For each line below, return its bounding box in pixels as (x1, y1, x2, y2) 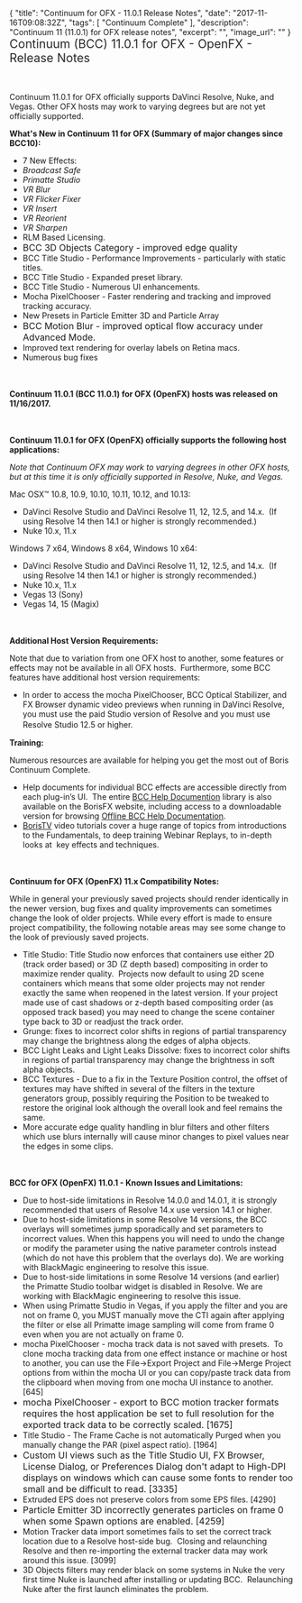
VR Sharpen (22, 223, 68, 233)
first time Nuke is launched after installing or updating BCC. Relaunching (22, 1574, 294, 1585)
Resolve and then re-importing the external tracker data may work (22, 1545, 269, 1556)
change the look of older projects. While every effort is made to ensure (9, 912, 272, 923)
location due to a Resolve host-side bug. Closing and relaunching (22, 1536, 268, 1546)
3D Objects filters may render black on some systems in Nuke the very (22, 1564, 286, 1575)
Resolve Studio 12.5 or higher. (22, 719, 133, 729)
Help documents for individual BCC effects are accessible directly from (22, 782, 287, 792)
